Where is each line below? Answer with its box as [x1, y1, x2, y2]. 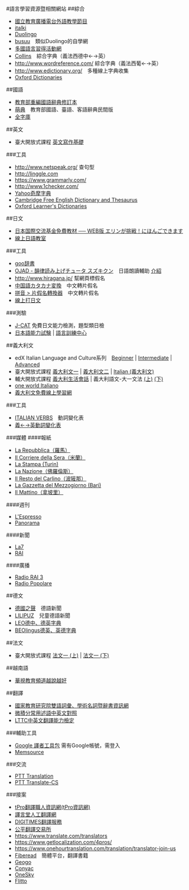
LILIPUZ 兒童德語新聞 [14, 612, 71, 619]
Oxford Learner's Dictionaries [14, 203, 87, 210]
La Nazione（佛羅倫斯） [14, 468, 74, 474]
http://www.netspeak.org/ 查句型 [14, 164, 95, 170]
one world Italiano [14, 382, 59, 389]
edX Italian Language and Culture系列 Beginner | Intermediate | [14, 354, 172, 361]
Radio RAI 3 [14, 573, 43, 581]
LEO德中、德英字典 [14, 620, 61, 626]
